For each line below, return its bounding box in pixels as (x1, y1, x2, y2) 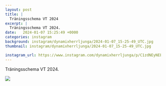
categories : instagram (5, 35, 52, 40)
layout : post (5, 7, 32, 12)
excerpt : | (5, 21, 28, 26)
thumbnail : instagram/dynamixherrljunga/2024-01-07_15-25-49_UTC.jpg (5, 44, 152, 49)
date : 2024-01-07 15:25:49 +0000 (5, 30, 79, 35)
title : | (5, 12, 23, 17)
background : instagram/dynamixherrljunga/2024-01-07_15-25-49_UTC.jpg (5, 39, 154, 44)
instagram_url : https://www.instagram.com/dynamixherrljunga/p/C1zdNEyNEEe (5, 53, 165, 57)
